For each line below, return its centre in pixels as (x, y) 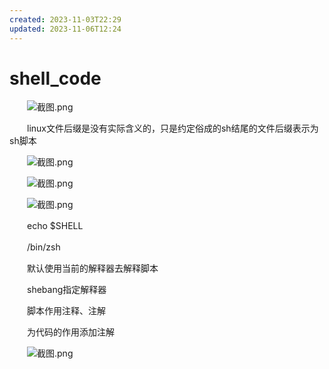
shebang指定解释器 (66, 290)
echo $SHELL (55, 226)
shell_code (55, 78)
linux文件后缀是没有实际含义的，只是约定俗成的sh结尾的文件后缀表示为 (172, 128)
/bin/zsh (43, 247)
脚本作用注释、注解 (66, 311)
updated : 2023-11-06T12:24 (65, 29)
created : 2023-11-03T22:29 (65, 19)
